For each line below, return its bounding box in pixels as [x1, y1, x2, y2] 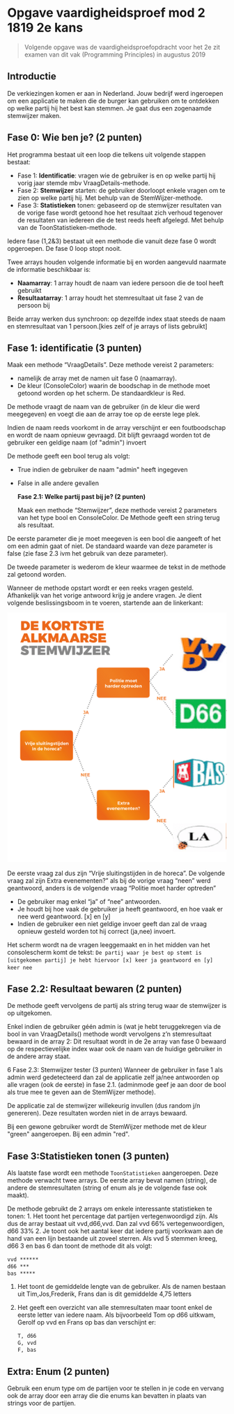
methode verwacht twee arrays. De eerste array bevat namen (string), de [7, 1176, 217, 1185]
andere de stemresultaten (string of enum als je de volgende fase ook [7, 1183, 208, 1192]
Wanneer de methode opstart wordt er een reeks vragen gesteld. [7, 584, 194, 592]
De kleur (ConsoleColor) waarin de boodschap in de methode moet [17, 382, 210, 390]
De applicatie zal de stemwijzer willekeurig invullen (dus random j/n [7, 1102, 201, 1110]
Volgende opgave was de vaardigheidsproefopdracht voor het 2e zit [24, 43, 221, 51]
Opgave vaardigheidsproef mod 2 [7, 5, 205, 21]
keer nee [7, 964, 33, 971]
